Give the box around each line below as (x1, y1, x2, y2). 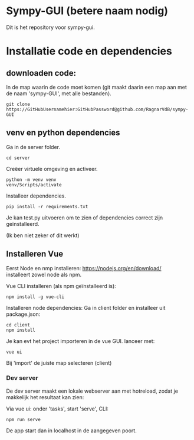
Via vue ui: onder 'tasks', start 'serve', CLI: (6, 405, 109, 412)
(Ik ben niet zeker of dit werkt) (6, 232, 80, 239)
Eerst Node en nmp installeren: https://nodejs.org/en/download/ (6, 264, 162, 271)
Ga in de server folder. (6, 143, 61, 150)
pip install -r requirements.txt (6, 203, 88, 209)
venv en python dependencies (6, 128, 120, 138)
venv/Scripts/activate (6, 182, 62, 187)
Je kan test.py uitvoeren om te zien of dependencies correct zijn (6, 214, 163, 221)
